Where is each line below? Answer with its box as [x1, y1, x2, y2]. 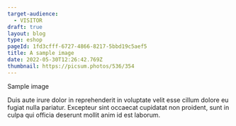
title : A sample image [7, 50, 74, 57]
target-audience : [7, 10, 59, 18]
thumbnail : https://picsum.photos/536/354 [7, 63, 135, 70]
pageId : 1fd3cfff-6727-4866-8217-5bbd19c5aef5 [7, 43, 147, 50]
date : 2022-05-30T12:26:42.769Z [7, 56, 103, 63]
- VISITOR [13, 17, 43, 24]
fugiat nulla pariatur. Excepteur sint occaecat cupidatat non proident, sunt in [7, 103, 230, 111]
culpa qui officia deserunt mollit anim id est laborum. [7, 111, 161, 119]
